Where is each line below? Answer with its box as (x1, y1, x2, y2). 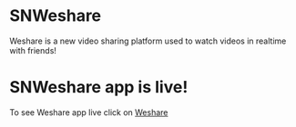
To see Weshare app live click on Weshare (9, 106, 168, 118)
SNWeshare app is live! (9, 77, 189, 98)
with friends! (9, 44, 57, 55)
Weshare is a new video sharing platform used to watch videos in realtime (9, 35, 287, 46)
